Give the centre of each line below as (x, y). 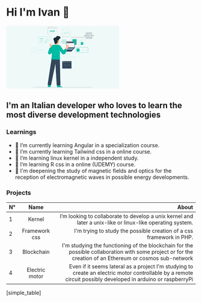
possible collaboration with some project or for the (131, 252)
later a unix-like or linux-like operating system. (135, 222)
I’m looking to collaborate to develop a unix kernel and (127, 216)
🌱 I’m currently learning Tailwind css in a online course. (83, 151)
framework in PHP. (170, 237)
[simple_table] (24, 292)
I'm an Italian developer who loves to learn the (94, 105)
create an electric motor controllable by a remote (133, 273)
